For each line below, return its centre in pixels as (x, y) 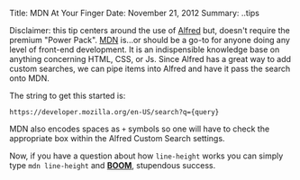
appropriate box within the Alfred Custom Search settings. (117, 138)
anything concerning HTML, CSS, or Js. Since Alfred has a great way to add (150, 59)
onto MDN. (29, 78)
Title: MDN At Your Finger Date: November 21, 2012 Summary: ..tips (134, 13)
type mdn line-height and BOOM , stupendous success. (113, 165)
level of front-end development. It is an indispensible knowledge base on (145, 49)
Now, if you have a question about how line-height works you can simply (146, 156)
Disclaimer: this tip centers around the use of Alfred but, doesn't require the (150, 30)
